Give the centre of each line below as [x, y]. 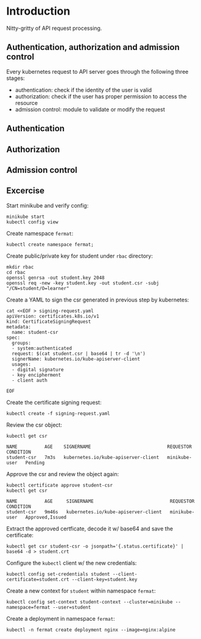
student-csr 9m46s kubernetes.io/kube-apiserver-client [84, 512]
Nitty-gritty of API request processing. [54, 28]
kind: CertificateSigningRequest [49, 322]
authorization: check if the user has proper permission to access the [101, 96]
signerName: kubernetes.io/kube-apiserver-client [76, 359]
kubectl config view [33, 222]
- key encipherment [37, 375]
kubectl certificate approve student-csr [60, 485]
